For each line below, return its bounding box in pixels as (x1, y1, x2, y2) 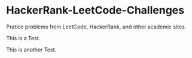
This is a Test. (6, 34, 41, 41)
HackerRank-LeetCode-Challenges (6, 4, 184, 17)
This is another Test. (6, 46, 57, 53)
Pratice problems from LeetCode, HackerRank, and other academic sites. (6, 23, 187, 30)
